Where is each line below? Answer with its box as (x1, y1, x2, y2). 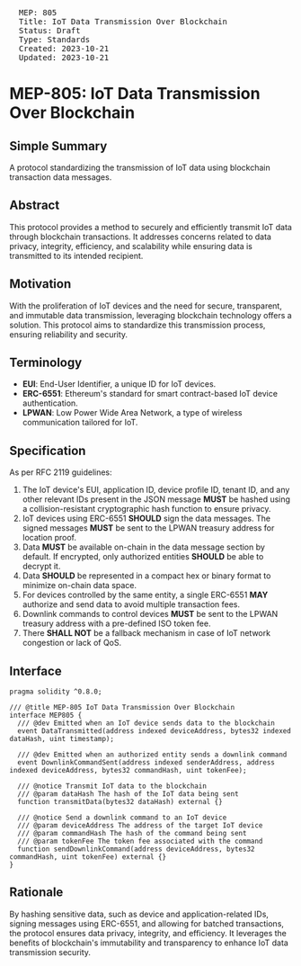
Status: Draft (18, 26, 81, 35)
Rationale (9, 885, 64, 900)
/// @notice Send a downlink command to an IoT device (17, 813, 227, 822)
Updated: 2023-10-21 (18, 53, 110, 62)
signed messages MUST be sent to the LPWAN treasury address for (22, 523, 275, 533)
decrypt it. (22, 561, 61, 572)
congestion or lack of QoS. (22, 638, 122, 648)
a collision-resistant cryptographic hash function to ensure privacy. (22, 504, 271, 514)
